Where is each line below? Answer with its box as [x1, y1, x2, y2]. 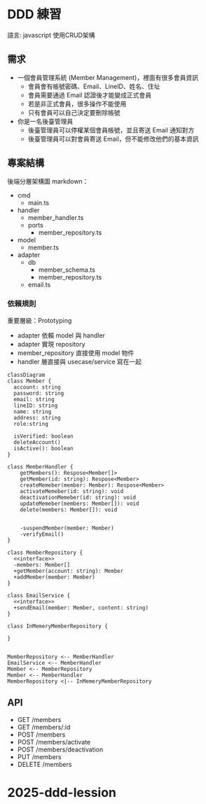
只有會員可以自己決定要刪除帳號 [27, 108, 121, 116]
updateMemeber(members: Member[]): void [20, 500, 139, 507]
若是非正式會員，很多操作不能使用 [27, 99, 127, 108]
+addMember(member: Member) [13, 574, 96, 581]
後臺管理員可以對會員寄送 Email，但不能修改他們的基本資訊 [27, 134, 199, 143]
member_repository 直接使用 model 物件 [17, 348, 135, 357]
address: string [13, 414, 61, 421]
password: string [13, 389, 64, 396]
